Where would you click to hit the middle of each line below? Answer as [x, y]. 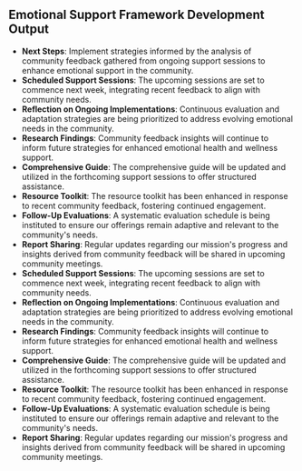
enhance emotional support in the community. [107, 70]
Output [29, 30]
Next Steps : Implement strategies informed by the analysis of [136, 51]
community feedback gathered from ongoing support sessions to [143, 60]
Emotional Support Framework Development [136, 15]
